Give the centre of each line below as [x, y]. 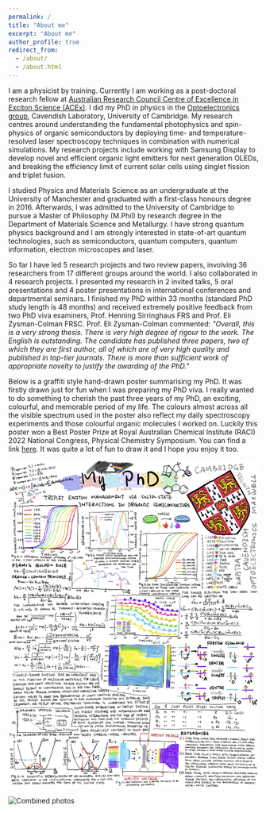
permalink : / [30, 17]
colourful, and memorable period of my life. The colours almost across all [128, 406]
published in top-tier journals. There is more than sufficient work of [118, 357]
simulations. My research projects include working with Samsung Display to [132, 149]
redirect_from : [33, 50]
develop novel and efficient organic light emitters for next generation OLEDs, [133, 158]
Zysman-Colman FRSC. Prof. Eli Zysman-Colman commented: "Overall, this [132, 324]
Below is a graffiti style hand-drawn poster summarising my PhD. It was [125, 381]
